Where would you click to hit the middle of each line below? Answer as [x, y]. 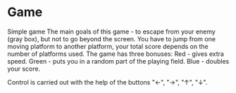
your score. [24, 69]
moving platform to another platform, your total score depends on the [108, 46]
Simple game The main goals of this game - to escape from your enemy [112, 31]
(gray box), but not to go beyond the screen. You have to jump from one [112, 38]
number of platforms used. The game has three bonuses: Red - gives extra [116, 54]
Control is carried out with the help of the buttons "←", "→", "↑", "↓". [107, 82]
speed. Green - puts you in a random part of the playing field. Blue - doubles [118, 61]
